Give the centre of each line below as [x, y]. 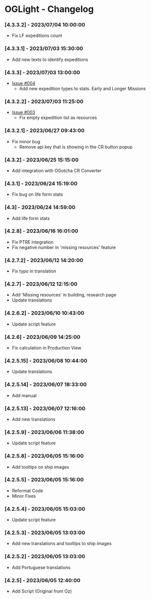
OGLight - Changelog [49, 9]
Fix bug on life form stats [37, 194]
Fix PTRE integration [33, 242]
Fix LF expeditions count [37, 35]
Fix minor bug [26, 141]
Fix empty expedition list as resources [58, 118]
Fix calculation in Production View [46, 348]
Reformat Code [27, 491]
